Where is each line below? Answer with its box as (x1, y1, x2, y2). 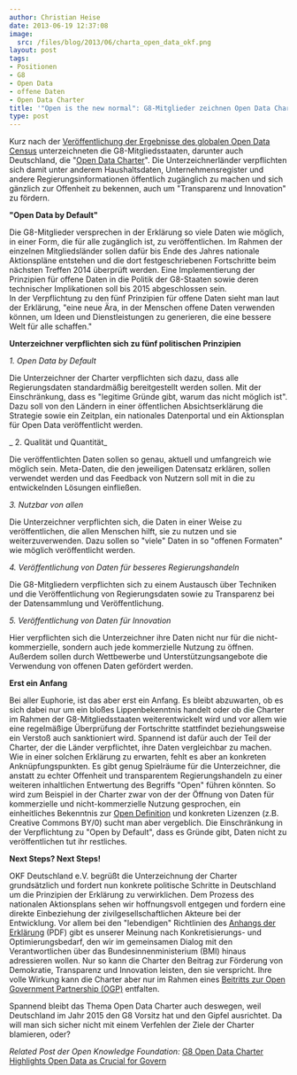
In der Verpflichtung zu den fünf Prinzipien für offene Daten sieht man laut (9, 293, 280, 304)
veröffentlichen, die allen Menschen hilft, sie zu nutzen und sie (9, 526, 237, 537)
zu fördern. (9, 192, 50, 204)
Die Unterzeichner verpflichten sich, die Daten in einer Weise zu (9, 517, 242, 527)
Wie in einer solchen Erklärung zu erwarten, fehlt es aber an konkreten (9, 752, 267, 762)
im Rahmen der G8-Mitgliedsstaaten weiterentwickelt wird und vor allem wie (9, 714, 287, 725)
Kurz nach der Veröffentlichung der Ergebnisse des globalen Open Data (9, 136, 270, 147)
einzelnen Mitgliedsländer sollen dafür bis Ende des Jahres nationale (9, 245, 260, 257)
